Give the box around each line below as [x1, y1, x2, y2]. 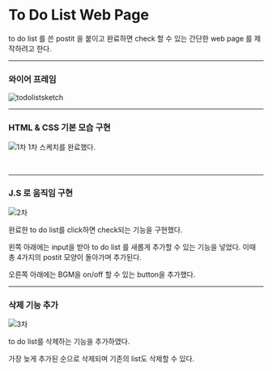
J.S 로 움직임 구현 [8, 188, 74, 199]
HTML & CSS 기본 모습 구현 [8, 122, 111, 133]
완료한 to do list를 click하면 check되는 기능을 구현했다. [8, 225, 183, 235]
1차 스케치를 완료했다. [28, 142, 96, 152]
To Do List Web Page [8, 6, 150, 24]
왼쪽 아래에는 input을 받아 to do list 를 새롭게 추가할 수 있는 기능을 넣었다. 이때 [8, 242, 257, 252]
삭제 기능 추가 [8, 299, 59, 310]
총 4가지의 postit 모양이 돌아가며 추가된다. [8, 252, 142, 261]
